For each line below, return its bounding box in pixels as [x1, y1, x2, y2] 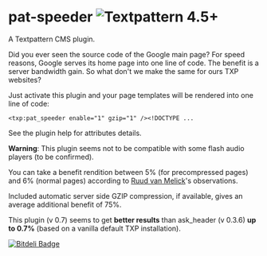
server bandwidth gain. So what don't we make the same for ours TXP [8, 66, 239, 76]
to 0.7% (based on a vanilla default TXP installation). [8, 223, 181, 233]
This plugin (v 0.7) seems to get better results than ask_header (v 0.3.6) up [8, 215, 257, 224]
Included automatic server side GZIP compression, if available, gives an [8, 191, 243, 200]
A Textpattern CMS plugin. [8, 34, 96, 44]
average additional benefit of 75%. [8, 200, 122, 209]
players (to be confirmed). [8, 152, 94, 161]
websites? [8, 75, 41, 84]
